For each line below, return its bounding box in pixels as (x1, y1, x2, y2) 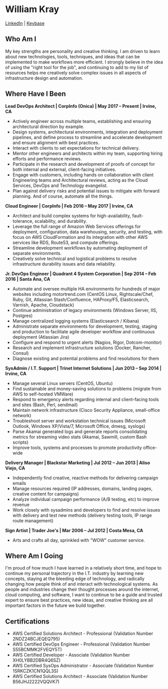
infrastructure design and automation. (5, 75, 84, 81)
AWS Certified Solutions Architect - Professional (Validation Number (12, 631, 153, 637)
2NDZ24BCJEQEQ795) (12, 636, 60, 642)
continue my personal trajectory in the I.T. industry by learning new (5, 571, 144, 577)
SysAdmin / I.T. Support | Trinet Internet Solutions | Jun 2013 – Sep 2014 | (5, 365, 162, 371)
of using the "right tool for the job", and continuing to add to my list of (5, 64, 149, 70)
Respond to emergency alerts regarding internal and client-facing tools (12, 396, 159, 402)
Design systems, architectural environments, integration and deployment (12, 129, 163, 135)
